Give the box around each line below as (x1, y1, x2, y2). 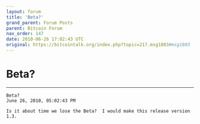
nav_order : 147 (6, 31, 44, 37)
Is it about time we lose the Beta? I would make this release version (6, 108, 190, 114)
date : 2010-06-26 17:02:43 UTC (6, 36, 84, 42)
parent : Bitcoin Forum (6, 25, 62, 31)
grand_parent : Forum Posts (6, 20, 73, 26)
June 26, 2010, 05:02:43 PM (6, 97, 76, 104)
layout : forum (6, 8, 42, 15)
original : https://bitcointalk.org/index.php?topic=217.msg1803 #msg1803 (6, 42, 190, 48)
